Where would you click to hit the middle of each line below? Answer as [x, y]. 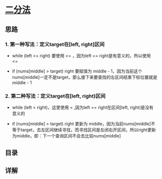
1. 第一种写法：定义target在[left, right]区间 [55, 44]
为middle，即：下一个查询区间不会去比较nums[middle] [66, 136]
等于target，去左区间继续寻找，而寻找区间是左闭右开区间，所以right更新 [84, 130]
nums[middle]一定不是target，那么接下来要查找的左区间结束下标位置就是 [85, 77]
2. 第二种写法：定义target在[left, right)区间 [55, 96]
